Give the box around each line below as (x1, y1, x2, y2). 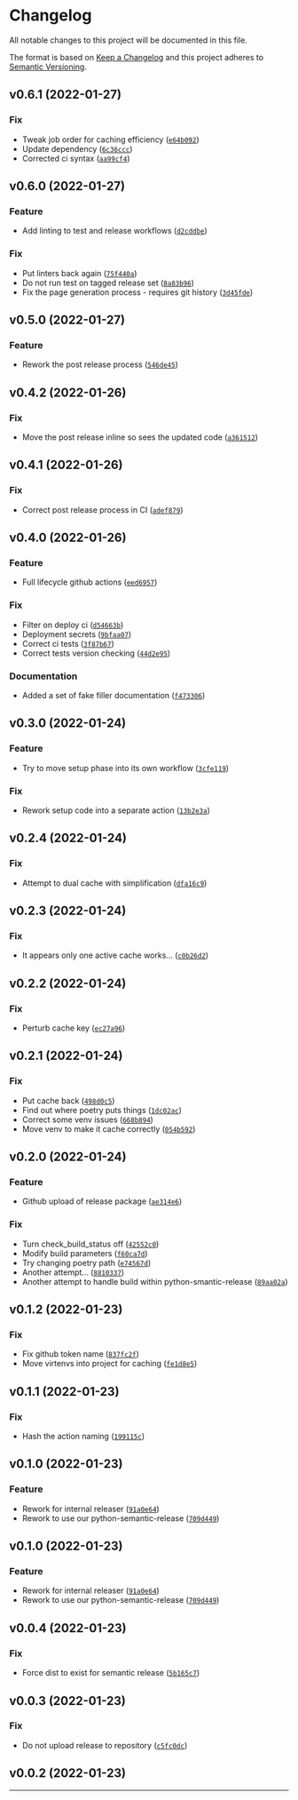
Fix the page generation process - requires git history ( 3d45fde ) (21, 286, 254, 298)
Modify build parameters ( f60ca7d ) (21, 1247, 148, 1258)
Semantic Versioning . (9, 61, 87, 72)
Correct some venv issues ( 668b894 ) (21, 1114, 153, 1125)
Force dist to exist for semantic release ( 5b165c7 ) (21, 1668, 200, 1678)
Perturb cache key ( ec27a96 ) (21, 1023, 126, 1033)
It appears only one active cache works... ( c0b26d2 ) (21, 950, 209, 960)
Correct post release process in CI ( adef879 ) (21, 504, 184, 515)
